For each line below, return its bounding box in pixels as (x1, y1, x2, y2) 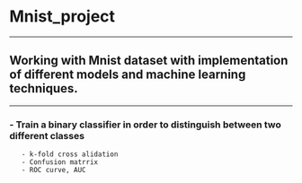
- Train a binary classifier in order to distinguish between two (9, 118, 281, 131)
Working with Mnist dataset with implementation (9, 53, 289, 68)
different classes (9, 129, 85, 142)
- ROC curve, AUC (21, 166, 87, 175)
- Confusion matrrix (21, 158, 99, 167)
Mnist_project (9, 6, 115, 27)
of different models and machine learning (9, 67, 246, 83)
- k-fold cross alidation (21, 150, 119, 159)
